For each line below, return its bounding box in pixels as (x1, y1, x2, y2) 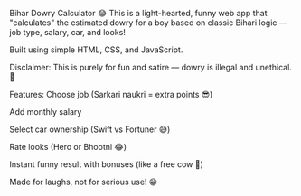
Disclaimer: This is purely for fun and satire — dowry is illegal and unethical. (9, 62, 292, 72)
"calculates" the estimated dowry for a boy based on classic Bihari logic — (9, 17, 287, 28)
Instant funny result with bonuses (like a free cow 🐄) (9, 159, 203, 170)
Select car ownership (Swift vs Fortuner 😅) (9, 124, 171, 135)
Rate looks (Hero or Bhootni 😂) (9, 142, 127, 152)
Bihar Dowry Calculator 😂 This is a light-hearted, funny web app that (9, 8, 268, 18)
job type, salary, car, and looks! (9, 27, 127, 37)
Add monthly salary (9, 107, 82, 117)
